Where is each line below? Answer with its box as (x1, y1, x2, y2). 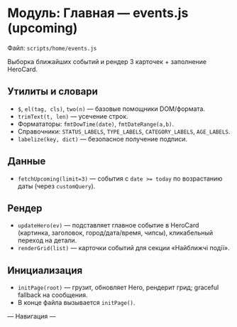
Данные (7, 155, 46, 168)
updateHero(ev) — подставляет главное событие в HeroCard (17, 221, 199, 230)
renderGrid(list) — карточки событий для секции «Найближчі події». (17, 244, 231, 252)
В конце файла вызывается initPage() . (17, 299, 136, 307)
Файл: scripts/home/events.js (7, 43, 97, 52)
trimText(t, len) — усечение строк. (17, 112, 129, 120)
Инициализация (7, 264, 83, 277)
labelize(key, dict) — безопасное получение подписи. (17, 134, 188, 143)
